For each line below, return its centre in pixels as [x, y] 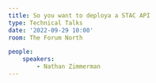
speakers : [39, 59]
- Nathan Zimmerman [69, 67]
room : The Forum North [46, 38]
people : [21, 52]
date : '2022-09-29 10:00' [51, 30]
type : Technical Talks [46, 23]
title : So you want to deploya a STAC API [79, 15]
